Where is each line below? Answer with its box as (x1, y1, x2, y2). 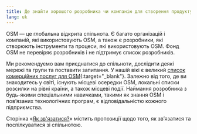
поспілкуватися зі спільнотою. (6, 121, 83, 128)
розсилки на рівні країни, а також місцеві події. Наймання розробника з (6, 85, 187, 92)
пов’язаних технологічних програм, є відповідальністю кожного (6, 97, 167, 104)
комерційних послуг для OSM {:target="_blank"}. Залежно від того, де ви (6, 73, 186, 80)
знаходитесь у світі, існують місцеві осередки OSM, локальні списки (6, 78, 179, 85)
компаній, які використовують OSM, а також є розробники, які (6, 36, 163, 43)
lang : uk (6, 14, 28, 20)
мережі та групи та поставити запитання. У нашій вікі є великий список (6, 66, 186, 73)
